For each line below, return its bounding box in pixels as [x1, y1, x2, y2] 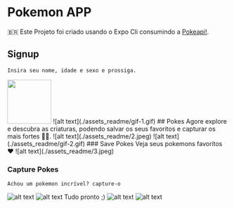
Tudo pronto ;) [64, 193, 105, 201]
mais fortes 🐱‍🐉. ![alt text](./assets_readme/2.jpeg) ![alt [7, 131, 165, 141]
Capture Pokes [7, 164, 59, 174]
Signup [7, 48, 40, 60]
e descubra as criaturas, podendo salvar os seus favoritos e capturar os [7, 124, 216, 133]
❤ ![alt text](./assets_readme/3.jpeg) [7, 147, 115, 155]
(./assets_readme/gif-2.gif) [7, 139, 86, 148]
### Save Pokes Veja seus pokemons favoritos [86, 139, 223, 148]
